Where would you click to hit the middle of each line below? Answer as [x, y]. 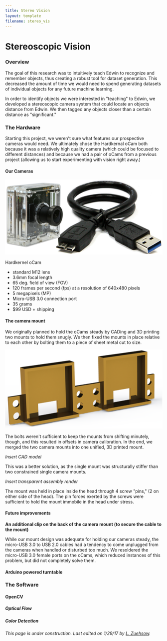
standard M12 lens [31, 272]
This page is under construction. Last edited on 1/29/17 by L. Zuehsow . [78, 633]
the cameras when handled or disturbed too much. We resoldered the [77, 549]
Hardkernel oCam [23, 262]
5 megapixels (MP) [32, 293]
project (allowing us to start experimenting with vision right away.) [73, 159]
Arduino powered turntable [34, 572]
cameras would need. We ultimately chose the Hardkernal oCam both [77, 144]
